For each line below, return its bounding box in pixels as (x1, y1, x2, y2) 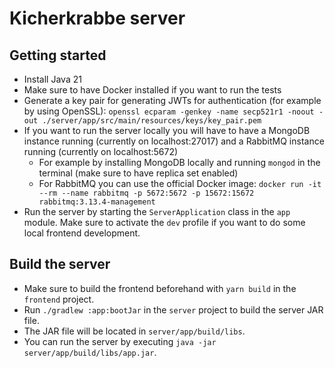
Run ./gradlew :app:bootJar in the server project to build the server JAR (23, 303, 324, 316)
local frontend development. (23, 227, 141, 239)
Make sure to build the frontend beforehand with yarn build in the (23, 282, 297, 294)
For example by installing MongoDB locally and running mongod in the (38, 157, 321, 168)
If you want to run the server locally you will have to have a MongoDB (23, 125, 311, 136)
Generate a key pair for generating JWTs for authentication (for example (23, 95, 322, 106)
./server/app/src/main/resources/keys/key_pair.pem (42, 116, 262, 126)
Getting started (9, 47, 107, 64)
